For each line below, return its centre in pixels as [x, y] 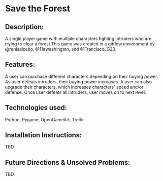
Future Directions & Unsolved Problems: [68, 163]
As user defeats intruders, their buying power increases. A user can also [79, 81]
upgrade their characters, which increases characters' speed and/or [74, 87]
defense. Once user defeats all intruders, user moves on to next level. [76, 92]
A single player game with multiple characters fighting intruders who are [78, 38]
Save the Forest [38, 9]
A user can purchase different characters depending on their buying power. [82, 76]
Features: [20, 65]
